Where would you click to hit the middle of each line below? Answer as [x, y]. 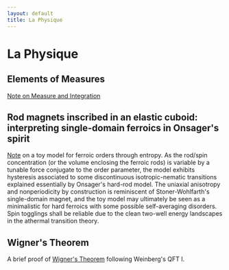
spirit [19, 138]
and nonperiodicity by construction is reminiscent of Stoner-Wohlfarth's [109, 192]
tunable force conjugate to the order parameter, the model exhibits [101, 170]
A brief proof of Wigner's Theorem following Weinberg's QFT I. [96, 259]
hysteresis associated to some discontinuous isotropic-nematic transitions [112, 177]
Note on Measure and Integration [54, 95]
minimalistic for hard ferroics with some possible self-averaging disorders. [112, 206]
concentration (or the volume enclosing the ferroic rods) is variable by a [109, 163]
